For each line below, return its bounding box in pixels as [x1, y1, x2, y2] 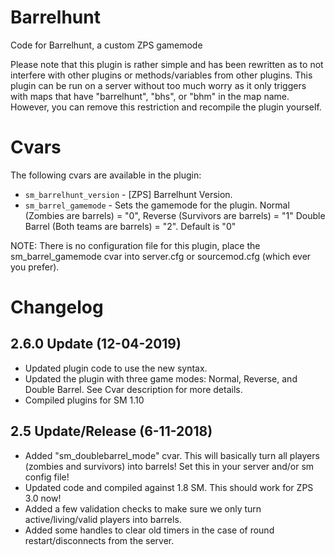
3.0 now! [24, 492, 62, 504]
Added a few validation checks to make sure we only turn [24, 502, 262, 515]
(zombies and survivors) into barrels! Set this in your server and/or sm [24, 460, 315, 472]
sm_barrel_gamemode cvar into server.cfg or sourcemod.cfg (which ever [10, 250, 312, 262]
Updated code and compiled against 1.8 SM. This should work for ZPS [24, 481, 314, 493]
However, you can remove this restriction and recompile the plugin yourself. [10, 101, 322, 113]
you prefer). [10, 261, 60, 273]
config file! [24, 471, 70, 483]
